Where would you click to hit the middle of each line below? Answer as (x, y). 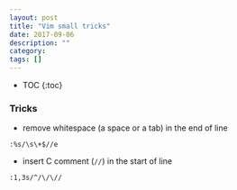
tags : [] (26, 59)
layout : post (34, 18)
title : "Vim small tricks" (60, 26)
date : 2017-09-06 (42, 34)
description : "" (40, 43)
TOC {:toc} (42, 85)
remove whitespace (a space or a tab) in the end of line (125, 128)
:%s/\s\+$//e (34, 145)
